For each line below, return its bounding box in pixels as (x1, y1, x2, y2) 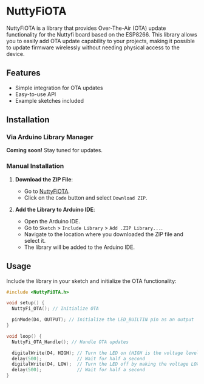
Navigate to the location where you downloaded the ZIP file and (24, 230, 184, 238)
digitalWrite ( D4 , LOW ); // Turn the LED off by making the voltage (12, 361, 189, 368)
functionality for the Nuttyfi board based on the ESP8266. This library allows (6, 30, 197, 38)
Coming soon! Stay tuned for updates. (6, 147, 103, 154)
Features (6, 68, 41, 79)
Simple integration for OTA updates (15, 84, 103, 91)
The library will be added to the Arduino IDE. (24, 243, 135, 251)
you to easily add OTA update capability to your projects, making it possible (6, 37, 195, 44)
